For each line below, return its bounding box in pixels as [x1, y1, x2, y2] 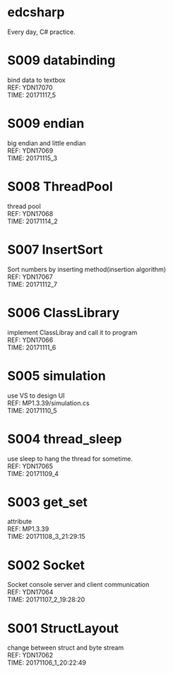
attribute [7, 517, 32, 526]
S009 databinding [7, 52, 116, 69]
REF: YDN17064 [7, 588, 54, 597]
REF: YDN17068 [7, 209, 54, 218]
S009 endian [7, 116, 85, 131]
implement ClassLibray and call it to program [7, 328, 138, 336]
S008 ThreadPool [7, 179, 113, 194]
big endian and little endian [7, 138, 86, 147]
